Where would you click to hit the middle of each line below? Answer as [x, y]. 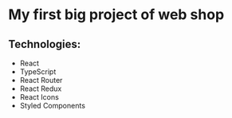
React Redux [41, 88]
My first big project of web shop [116, 15]
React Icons [39, 97]
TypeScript [38, 72]
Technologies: [45, 44]
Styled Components [53, 106]
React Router [41, 80]
